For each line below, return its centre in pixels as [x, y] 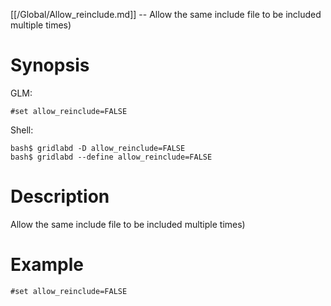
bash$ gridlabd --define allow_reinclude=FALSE [111, 157]
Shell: [22, 130]
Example [47, 265]
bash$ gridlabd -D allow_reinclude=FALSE [98, 148]
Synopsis [50, 65]
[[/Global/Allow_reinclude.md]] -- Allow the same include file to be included [166, 14]
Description [60, 196]
